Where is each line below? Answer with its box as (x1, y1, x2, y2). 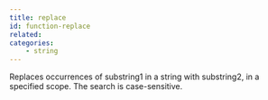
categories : (9, 38, 54, 48)
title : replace (9, 13, 67, 23)
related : (9, 30, 42, 39)
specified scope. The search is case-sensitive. (9, 81, 183, 92)
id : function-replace (9, 22, 91, 31)
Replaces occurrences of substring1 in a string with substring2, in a (9, 71, 260, 82)
